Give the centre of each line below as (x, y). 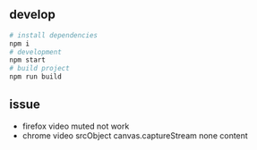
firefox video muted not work (76, 126)
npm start (28, 60)
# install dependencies (54, 35)
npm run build (36, 77)
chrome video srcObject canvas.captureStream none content (135, 135)
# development (36, 52)
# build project (39, 69)
